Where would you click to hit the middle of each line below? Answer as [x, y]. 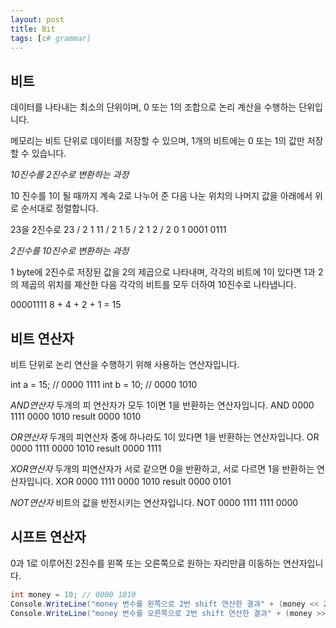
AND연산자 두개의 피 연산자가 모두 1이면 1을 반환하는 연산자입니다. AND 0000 [162, 405]
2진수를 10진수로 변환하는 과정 [70, 251]
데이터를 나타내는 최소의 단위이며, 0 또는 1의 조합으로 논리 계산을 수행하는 [153, 107]
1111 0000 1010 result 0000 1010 [76, 416]
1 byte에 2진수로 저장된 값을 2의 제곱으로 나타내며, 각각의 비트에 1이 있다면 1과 [163, 272]
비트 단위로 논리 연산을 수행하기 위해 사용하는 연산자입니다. [125, 364]
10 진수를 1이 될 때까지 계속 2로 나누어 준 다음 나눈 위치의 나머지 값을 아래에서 [161, 196]
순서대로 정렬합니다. [59, 208]
